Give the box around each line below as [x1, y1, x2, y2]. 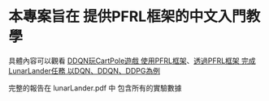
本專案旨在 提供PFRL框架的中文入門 [8, 7, 246, 26]
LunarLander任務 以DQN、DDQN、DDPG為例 [8, 65, 161, 75]
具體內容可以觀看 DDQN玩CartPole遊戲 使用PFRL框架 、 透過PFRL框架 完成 [8, 56, 256, 65]
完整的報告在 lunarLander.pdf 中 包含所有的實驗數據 [8, 82, 182, 93]
